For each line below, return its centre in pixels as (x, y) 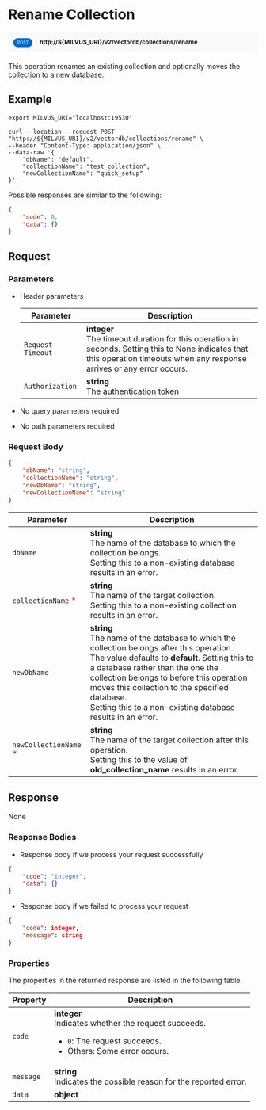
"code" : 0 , (40, 217)
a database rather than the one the (154, 667)
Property (29, 1000)
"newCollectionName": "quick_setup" (83, 173)
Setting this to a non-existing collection (163, 605)
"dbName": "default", (58, 159)
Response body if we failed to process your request (104, 906)
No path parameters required (67, 426)
